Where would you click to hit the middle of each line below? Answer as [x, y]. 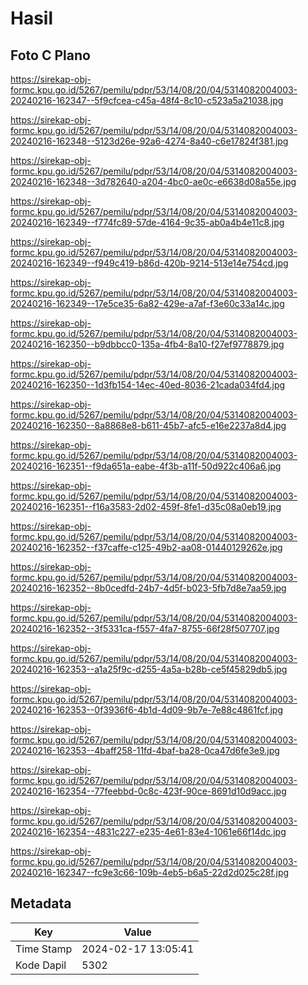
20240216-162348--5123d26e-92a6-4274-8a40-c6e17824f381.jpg [149, 141]
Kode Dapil [41, 965]
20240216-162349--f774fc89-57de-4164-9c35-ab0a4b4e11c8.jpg [147, 222]
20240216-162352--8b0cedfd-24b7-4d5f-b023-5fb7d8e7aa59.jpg [148, 588]
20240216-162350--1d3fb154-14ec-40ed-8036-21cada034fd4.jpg [148, 385]
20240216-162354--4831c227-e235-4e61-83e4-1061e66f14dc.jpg [148, 831]
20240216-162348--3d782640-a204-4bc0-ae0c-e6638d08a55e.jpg [153, 181]
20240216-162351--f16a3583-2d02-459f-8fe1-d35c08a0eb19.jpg [146, 506]
